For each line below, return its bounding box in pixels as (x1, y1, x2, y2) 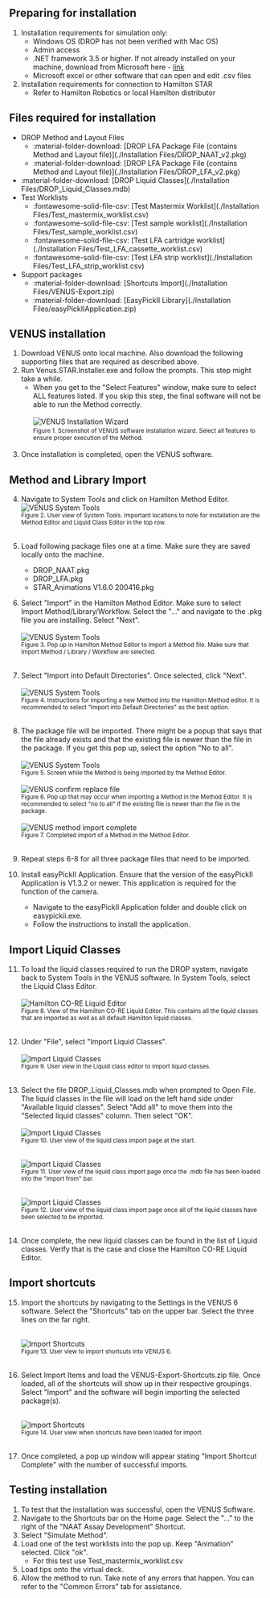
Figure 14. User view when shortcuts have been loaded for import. (20, 1428, 203, 1437)
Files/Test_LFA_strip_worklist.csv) (32, 261, 145, 271)
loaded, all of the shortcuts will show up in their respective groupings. (20, 1378, 252, 1388)
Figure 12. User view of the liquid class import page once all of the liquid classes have (20, 1206, 258, 1214)
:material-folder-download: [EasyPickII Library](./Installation (32, 295, 231, 305)
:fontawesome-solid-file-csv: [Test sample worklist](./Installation (32, 218, 247, 228)
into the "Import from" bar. (20, 1175, 95, 1183)
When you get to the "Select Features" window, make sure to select (32, 383, 256, 392)
